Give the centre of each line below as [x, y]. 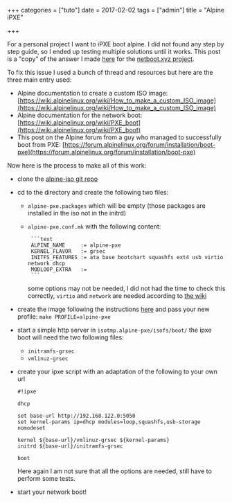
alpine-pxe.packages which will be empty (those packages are [116, 206]
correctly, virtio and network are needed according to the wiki [117, 296]
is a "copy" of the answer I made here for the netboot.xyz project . [101, 59]
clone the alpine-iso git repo [57, 179]
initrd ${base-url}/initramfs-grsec [70, 446]
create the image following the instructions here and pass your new [113, 309]
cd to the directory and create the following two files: [93, 192]
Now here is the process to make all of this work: [77, 165]
